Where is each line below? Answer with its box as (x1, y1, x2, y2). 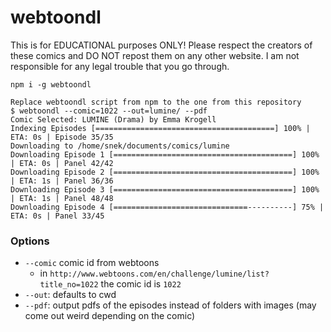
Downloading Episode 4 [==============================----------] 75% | (10, 202, 325, 212)
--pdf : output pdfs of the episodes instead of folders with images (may (24, 299, 317, 311)
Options (10, 234, 50, 248)
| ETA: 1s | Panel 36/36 (10, 176, 114, 186)
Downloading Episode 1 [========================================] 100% (10, 149, 320, 160)
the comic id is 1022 (100, 278, 182, 290)
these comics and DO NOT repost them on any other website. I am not (10, 49, 300, 61)
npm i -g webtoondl (10, 79, 92, 90)
